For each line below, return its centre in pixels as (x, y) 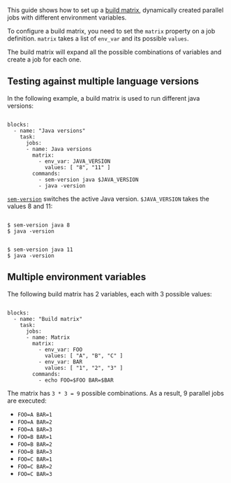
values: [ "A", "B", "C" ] (84, 356)
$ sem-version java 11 (40, 250)
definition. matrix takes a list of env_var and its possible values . (98, 38)
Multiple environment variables (77, 277)
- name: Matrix (48, 337)
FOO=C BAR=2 (35, 467)
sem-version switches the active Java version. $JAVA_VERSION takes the (108, 199)
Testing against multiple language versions (103, 81)
